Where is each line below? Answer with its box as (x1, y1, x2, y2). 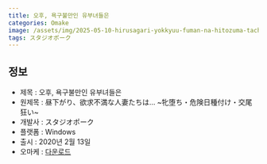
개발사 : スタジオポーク (19, 117, 95, 127)
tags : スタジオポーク (8, 33, 72, 42)
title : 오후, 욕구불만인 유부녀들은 (8, 11, 110, 20)
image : (8, 26, 30, 34)
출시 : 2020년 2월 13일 (19, 137, 91, 147)
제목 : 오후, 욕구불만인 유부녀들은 (19, 88, 122, 97)
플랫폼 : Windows (19, 128, 76, 137)
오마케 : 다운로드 (19, 147, 72, 157)
